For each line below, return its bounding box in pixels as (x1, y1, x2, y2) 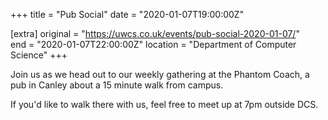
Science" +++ (10, 49, 68, 61)
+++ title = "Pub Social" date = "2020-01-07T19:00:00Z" (10, 9, 245, 20)
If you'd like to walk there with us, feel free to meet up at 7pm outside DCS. (10, 99, 319, 110)
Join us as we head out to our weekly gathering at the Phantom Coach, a (10, 69, 310, 80)
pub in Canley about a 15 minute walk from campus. (10, 79, 224, 91)
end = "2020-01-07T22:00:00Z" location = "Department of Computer (10, 39, 297, 50)
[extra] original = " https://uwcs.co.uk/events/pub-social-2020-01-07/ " (10, 28, 300, 39)
